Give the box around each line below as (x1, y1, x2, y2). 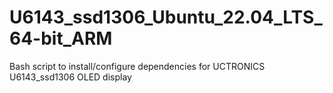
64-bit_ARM (9, 27, 113, 50)
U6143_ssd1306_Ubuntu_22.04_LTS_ (9, 6, 323, 29)
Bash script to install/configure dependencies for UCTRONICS (9, 60, 266, 72)
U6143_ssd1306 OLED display (9, 71, 132, 83)
